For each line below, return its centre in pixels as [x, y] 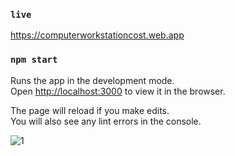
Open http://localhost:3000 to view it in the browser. [118, 91]
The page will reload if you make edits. [90, 110]
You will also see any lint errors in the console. [106, 121]
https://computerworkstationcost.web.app [97, 35]
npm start [34, 60]
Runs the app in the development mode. [92, 80]
